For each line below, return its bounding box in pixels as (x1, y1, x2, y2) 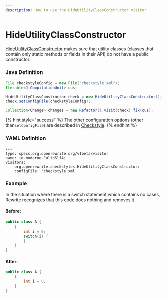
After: (5, 258, 18, 264)
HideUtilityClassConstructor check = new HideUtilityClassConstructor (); (5, 94, 163, 99)
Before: (5, 208, 21, 214)
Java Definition (5, 69, 43, 76)
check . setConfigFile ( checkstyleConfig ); (5, 99, 91, 104)
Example (5, 180, 27, 187)
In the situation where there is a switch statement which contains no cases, (5, 191, 160, 197)
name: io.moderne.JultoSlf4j (5, 155, 66, 160)
